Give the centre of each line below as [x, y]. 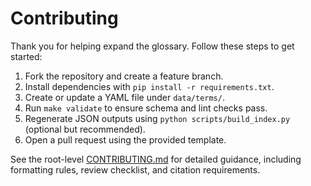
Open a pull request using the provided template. [125, 139]
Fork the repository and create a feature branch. [124, 76]
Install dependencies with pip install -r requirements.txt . [149, 86]
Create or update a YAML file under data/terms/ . [124, 97]
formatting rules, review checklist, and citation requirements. [135, 169]
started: [26, 56]
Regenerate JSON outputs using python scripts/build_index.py [157, 118]
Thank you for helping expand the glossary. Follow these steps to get [152, 46]
